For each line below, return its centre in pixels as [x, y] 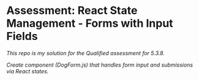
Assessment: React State [72, 11]
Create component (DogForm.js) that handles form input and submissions [100, 65]
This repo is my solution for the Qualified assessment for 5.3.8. [86, 53]
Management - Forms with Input [90, 23]
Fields [22, 36]
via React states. [28, 71]
